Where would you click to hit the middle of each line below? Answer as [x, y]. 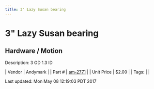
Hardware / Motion [34, 51]
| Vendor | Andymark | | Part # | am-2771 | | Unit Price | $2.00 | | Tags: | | [77, 72]
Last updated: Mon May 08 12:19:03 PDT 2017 [51, 81]
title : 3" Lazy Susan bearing [36, 9]
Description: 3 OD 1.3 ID [29, 63]
